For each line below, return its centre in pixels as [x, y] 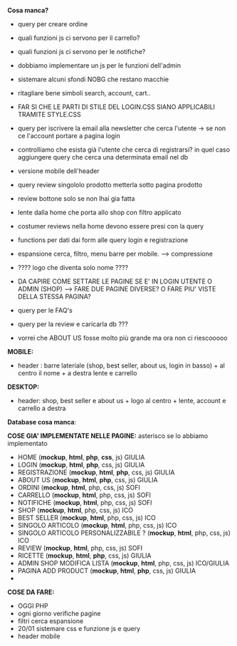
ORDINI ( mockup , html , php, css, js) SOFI [79, 488]
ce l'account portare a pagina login [69, 136]
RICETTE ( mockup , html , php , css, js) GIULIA [84, 556]
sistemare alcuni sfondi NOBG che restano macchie [93, 79]
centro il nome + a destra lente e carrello [77, 373]
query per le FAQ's [45, 310]
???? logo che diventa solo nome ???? [73, 267]
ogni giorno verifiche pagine [59, 613]
